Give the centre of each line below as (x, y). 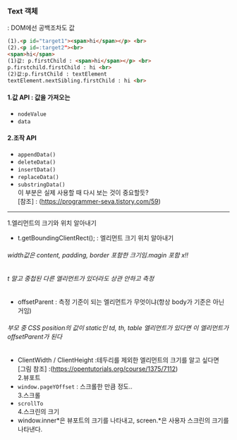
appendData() (37, 154)
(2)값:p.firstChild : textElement (57, 74)
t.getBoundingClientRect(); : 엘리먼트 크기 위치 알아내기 (96, 238)
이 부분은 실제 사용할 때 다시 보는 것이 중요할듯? (83, 192)
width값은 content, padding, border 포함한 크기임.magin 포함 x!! (98, 255)
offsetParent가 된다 (35, 337)
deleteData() (37, 162)
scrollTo (30, 403)
